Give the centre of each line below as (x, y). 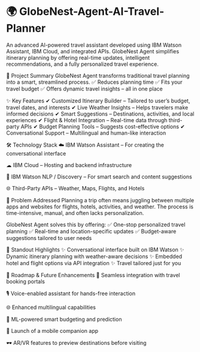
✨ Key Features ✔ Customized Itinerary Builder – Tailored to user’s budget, (98, 101)
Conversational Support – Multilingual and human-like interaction (86, 133)
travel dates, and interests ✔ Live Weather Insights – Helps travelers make (97, 107)
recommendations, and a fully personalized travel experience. (82, 64)
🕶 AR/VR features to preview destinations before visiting (76, 342)
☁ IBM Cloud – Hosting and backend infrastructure (69, 165)
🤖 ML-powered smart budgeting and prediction (64, 319)
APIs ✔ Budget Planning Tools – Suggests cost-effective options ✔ (103, 126)
